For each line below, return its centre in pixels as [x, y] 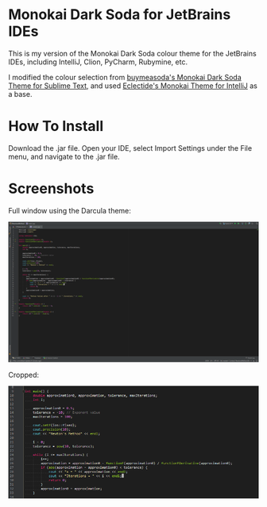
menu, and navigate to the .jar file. [64, 156]
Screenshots [51, 189]
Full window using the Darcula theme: [70, 210]
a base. [20, 94]
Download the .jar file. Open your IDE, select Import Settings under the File [130, 148]
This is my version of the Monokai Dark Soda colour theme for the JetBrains [132, 53]
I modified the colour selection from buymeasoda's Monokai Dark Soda [125, 77]
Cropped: [24, 375]
